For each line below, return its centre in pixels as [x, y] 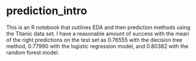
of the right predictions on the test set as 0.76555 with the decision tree [94, 40]
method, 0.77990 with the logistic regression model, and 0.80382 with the [97, 46]
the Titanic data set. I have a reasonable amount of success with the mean [98, 33]
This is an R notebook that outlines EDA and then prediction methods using [98, 27]
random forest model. [33, 52]
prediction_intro [47, 11]
